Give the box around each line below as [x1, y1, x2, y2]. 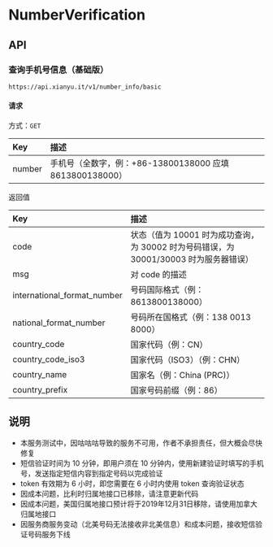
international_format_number [12, 290, 123, 302]
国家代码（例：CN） [130, 339, 208, 350]
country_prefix [12, 384, 68, 396]
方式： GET [8, 120, 41, 131]
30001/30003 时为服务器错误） [130, 254, 254, 265]
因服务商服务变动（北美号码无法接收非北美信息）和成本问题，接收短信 [19, 519, 256, 529]
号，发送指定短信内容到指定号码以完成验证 [19, 468, 163, 478]
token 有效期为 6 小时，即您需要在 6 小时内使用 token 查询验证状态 [19, 478, 245, 488]
